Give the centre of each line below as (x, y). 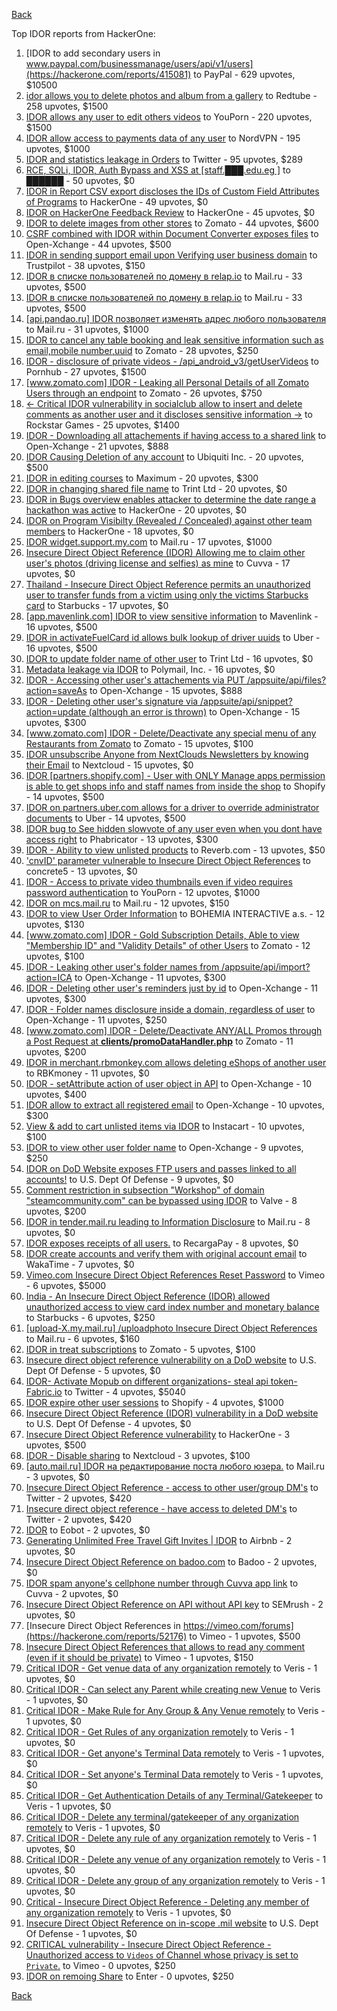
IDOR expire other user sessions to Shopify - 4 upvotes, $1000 (154, 1402)
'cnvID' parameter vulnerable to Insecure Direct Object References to (168, 860)
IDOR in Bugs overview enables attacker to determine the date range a (171, 499)
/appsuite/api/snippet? (246, 701)
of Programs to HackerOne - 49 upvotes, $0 (117, 202)
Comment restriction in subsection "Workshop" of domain (145, 1190)
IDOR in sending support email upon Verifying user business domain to (171, 255)
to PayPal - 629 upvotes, (244, 74)
